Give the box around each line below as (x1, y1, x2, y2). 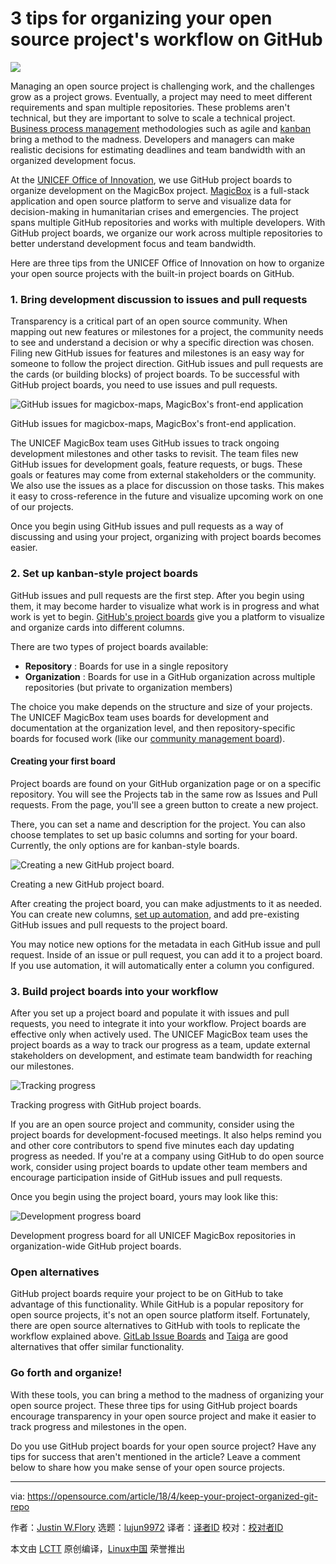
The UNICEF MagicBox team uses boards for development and (10, 711, 270, 723)
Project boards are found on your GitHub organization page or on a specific (10, 777, 322, 789)
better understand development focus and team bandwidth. (10, 237, 257, 249)
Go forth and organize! (10, 1366, 123, 1380)
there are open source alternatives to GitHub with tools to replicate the (10, 1320, 301, 1332)
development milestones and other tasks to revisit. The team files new (10, 448, 299, 460)
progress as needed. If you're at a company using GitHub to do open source (10, 1150, 325, 1162)
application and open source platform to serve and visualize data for (10, 195, 292, 207)
